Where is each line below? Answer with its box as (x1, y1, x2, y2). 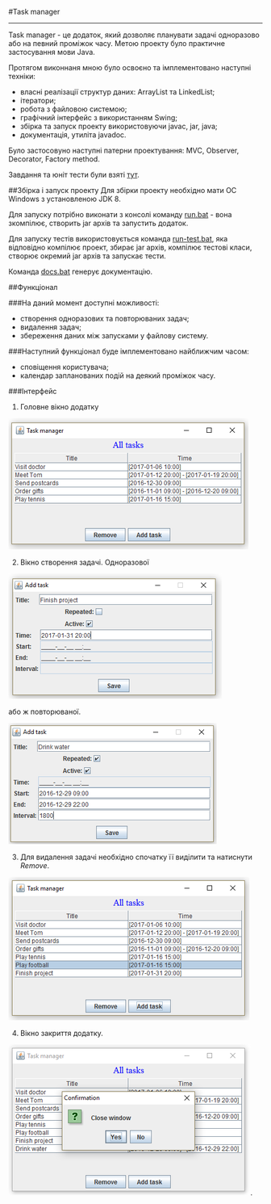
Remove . (19, 861, 50, 870)
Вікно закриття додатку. (19, 1029, 103, 1038)
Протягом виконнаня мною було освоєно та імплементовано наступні (8, 63, 252, 72)
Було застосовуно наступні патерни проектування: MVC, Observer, (8, 145, 240, 155)
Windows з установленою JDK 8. (8, 194, 121, 203)
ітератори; (19, 96, 56, 105)
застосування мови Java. (8, 48, 95, 57)
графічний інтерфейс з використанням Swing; (19, 113, 177, 122)
